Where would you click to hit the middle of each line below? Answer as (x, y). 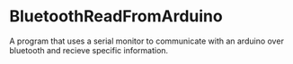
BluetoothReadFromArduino (116, 16)
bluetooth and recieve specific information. (89, 50)
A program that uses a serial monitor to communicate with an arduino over (147, 41)
